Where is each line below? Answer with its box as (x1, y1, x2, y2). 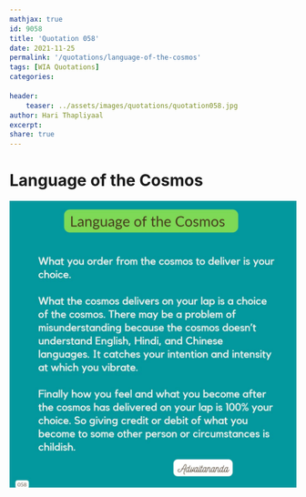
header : (9, 91, 39, 100)
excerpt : (9, 120, 43, 129)
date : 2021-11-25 (9, 44, 76, 53)
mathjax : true (9, 15, 64, 24)
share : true (9, 130, 55, 139)
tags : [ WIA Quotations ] (9, 63, 100, 72)
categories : (9, 73, 55, 82)
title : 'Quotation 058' (9, 34, 100, 43)
